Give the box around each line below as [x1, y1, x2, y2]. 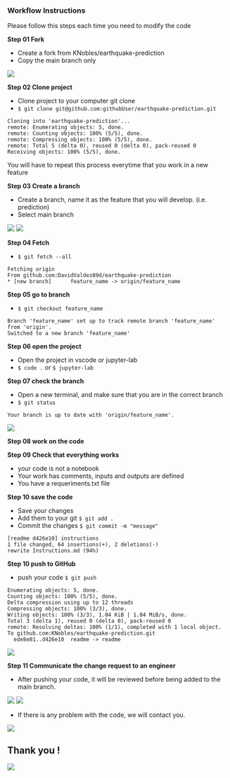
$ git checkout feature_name [17, 305, 103, 313]
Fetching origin [7, 266, 55, 273]
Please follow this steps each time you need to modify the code [7, 22, 191, 30]
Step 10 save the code [7, 493, 73, 501]
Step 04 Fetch [7, 238, 49, 247]
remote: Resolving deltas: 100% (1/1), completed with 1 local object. [7, 624, 222, 631]
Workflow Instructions [7, 6, 86, 15]
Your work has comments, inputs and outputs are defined [17, 472, 184, 480]
